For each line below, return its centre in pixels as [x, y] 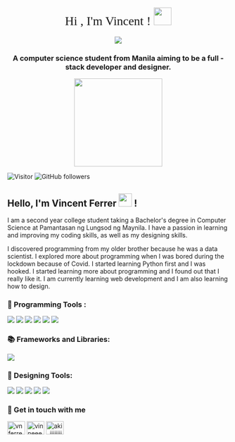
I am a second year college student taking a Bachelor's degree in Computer [117, 220]
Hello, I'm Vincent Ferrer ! [72, 203]
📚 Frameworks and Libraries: [59, 340]
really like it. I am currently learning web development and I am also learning [118, 279]
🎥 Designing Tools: [40, 375]
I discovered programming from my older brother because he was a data [113, 249]
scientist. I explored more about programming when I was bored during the [116, 257]
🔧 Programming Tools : [47, 305]
